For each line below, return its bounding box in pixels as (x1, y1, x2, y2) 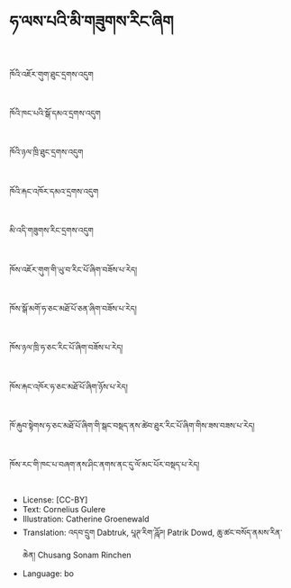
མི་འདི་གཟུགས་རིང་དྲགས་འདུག (9, 225, 95, 236)
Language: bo (22, 567, 75, 579)
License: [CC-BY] (22, 494, 88, 505)
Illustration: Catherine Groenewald (22, 513, 150, 524)
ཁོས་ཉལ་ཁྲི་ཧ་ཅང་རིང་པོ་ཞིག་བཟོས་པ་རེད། (9, 342, 123, 353)
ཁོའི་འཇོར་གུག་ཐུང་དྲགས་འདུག (9, 68, 95, 79)
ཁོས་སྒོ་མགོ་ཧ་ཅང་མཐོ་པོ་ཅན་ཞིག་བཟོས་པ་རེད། (9, 303, 138, 313)
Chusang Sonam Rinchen (37, 549, 132, 560)
